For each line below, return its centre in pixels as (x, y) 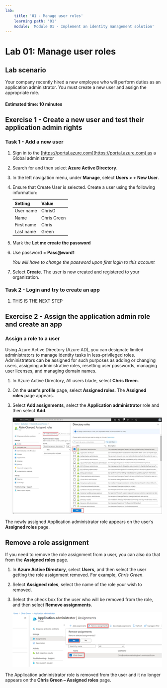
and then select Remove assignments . (52, 605)
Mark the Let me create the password (51, 243)
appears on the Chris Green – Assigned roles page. (58, 680)
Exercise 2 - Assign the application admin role (78, 317)
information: (25, 192)
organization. (26, 277)
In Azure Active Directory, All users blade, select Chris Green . (76, 380)
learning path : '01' (35, 21)
